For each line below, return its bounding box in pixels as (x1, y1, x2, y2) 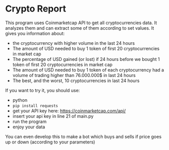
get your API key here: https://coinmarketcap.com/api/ (12, 108, 126, 114)
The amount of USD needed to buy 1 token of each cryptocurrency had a (12, 66, 164, 73)
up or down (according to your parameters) (5, 139, 95, 145)
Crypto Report (5, 3, 67, 15)
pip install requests (12, 103, 58, 108)
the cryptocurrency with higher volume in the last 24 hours (12, 40, 135, 46)
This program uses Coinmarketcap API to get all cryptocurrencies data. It (5, 20, 157, 26)
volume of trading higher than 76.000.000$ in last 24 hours (12, 72, 136, 78)
